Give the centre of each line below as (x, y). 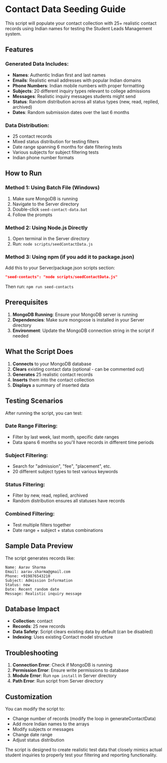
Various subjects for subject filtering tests (55, 152)
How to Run (24, 174)
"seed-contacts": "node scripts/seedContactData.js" (61, 277)
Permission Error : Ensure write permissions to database (70, 670)
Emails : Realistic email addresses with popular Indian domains (77, 80)
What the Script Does (39, 352)
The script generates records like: (40, 558)
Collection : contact (32, 621)
